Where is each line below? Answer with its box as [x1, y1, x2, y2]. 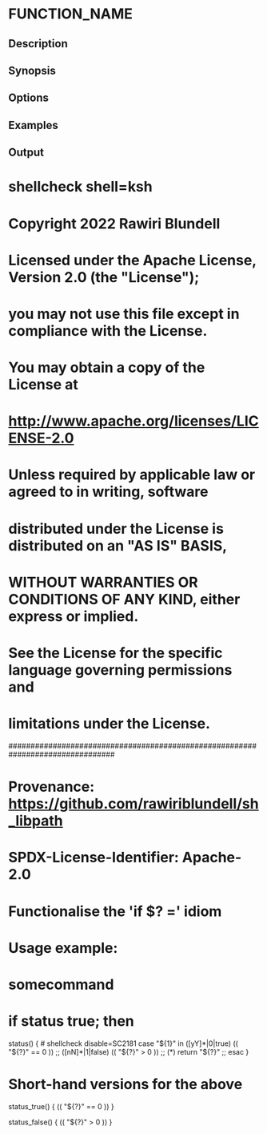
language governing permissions [8, 661, 233, 680]
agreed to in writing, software [8, 482, 209, 501]
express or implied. [8, 607, 139, 625]
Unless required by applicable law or [8, 466, 256, 484]
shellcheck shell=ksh [8, 178, 153, 196]
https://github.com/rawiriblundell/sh [8, 795, 259, 813]
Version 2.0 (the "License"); [8, 268, 200, 286]
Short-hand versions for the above [8, 1075, 243, 1094]
